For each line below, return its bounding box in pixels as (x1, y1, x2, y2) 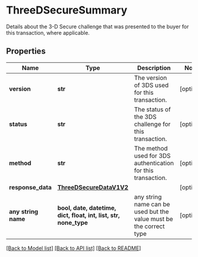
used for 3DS (134, 151, 171, 159)
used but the (134, 207, 169, 215)
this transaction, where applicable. (6, 29, 90, 36)
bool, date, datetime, (57, 203, 117, 212)
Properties (6, 46, 46, 56)
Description (137, 64, 171, 72)
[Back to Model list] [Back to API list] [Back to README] (6, 245, 141, 252)
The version (134, 74, 167, 82)
